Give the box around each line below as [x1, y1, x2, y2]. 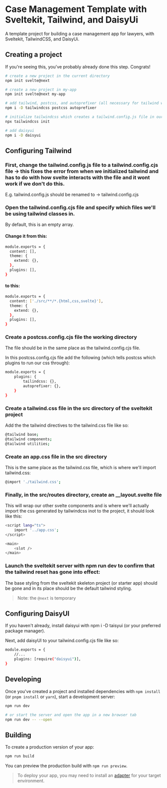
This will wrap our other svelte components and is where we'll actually [5, 503, 149, 509]
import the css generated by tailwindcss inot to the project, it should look [5, 508, 155, 514]
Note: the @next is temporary [17, 595, 76, 601]
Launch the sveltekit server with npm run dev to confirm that [5, 562, 155, 569]
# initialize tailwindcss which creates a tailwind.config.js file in [5, 114, 155, 119]
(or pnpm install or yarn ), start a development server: [5, 694, 115, 700]
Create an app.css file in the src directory [5, 453, 107, 460]
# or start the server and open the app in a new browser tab [5, 712, 137, 718]
